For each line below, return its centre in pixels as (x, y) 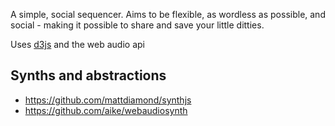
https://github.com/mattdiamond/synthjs (108, 100)
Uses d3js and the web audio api (77, 44)
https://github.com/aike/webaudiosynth (106, 110)
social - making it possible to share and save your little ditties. (137, 25)
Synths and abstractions (88, 75)
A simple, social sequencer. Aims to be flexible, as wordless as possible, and (168, 14)
